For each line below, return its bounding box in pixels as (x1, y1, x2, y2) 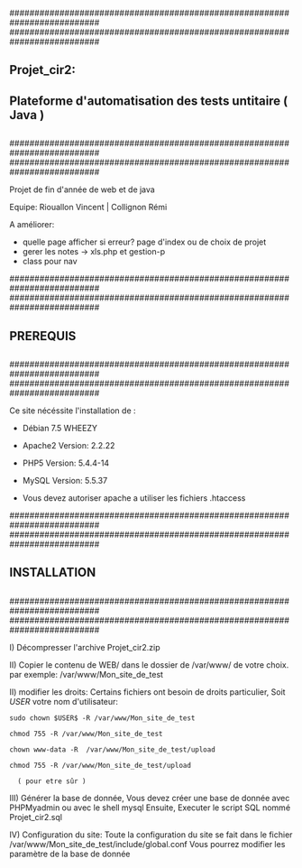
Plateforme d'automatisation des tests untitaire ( (9, 93, 288, 108)
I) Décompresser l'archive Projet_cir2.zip (9, 642, 160, 652)
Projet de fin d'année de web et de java (9, 184, 155, 195)
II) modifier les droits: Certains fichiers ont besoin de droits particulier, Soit (9, 686, 286, 697)
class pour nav (22, 256, 78, 267)
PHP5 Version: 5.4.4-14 (22, 457, 110, 468)
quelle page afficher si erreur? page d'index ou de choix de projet (22, 236, 267, 247)
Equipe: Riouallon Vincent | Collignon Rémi (9, 202, 168, 213)
